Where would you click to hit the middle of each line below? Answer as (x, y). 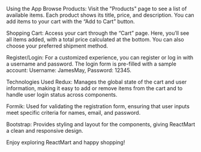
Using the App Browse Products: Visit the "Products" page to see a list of (97, 9)
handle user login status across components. (62, 95)
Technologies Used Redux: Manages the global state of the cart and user (97, 82)
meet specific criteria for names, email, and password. (73, 113)
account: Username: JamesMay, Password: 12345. (69, 70)
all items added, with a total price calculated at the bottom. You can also (95, 39)
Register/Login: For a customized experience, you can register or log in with (100, 57)
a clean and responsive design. (45, 131)
